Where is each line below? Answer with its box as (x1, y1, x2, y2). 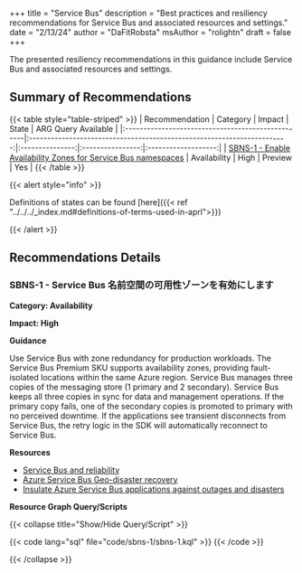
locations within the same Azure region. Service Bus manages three (40, 371, 294, 382)
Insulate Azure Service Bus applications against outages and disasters (22, 484, 285, 494)
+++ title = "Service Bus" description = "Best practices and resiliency (9, 8, 269, 18)
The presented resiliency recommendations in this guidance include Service (9, 54, 293, 64)
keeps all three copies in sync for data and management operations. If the (9, 390, 285, 401)
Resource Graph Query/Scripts (9, 501, 128, 512)
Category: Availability (9, 300, 93, 311)
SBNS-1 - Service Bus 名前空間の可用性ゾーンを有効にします (9, 279, 274, 292)
